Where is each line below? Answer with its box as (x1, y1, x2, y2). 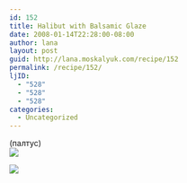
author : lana (9, 38, 58, 48)
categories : (9, 105, 54, 114)
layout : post (9, 47, 58, 56)
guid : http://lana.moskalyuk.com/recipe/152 (9, 55, 179, 64)
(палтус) (9, 138, 42, 149)
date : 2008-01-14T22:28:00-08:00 (9, 30, 135, 39)
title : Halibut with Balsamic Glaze (9, 22, 147, 30)
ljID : (9, 72, 30, 81)
